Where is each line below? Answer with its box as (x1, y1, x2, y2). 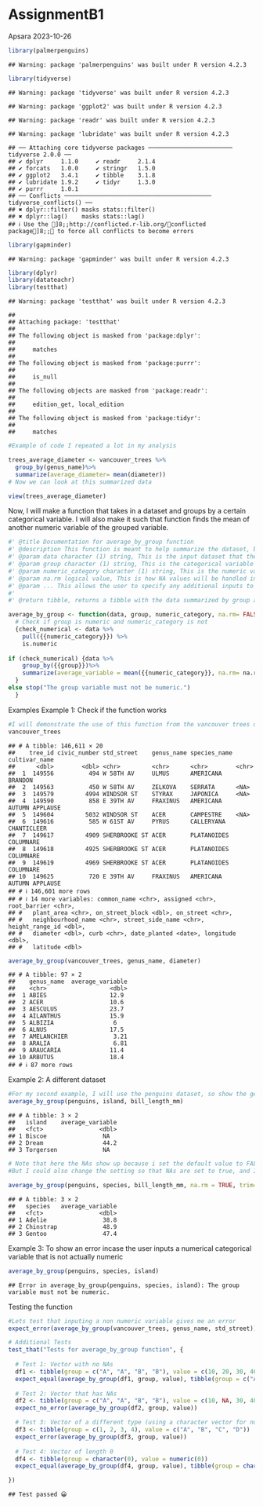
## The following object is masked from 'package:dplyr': (8, 332, 201, 340)
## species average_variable (8, 1202, 117, 1210)
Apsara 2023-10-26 (8, 31, 72, 41)
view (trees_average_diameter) (8, 492, 107, 500)
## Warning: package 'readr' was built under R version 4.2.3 (8, 116, 215, 124)
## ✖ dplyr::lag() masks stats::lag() (8, 212, 146, 221)
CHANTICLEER (8, 824, 47, 832)
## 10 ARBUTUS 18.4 (8, 1054, 124, 1062)
